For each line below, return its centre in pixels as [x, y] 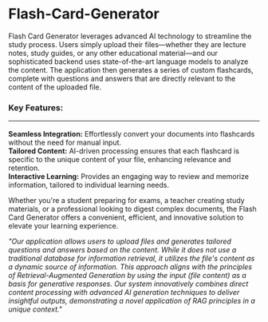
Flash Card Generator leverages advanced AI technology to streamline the [130, 36]
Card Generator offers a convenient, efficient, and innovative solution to [126, 217]
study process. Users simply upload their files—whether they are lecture [127, 44]
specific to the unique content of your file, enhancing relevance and [120, 159]
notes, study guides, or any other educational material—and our [113, 53]
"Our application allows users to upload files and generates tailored [120, 241]
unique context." [35, 309]
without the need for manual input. [65, 142]
